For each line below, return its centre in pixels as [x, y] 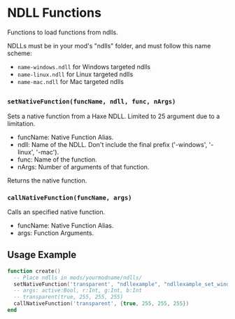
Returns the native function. [47, 180]
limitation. [21, 123]
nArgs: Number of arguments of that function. [83, 166]
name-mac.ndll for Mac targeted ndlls [71, 81]
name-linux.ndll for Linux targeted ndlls [75, 74]
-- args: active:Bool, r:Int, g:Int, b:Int [78, 291]
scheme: [20, 53]
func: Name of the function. [57, 159]
